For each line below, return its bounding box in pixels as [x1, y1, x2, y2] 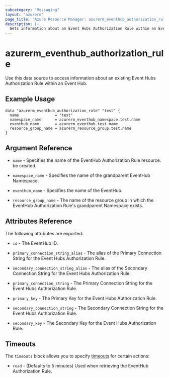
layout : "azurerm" [5, 12, 44, 17]
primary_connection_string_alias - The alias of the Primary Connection [12, 250, 162, 256]
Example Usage [5, 95, 55, 104]
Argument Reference [5, 144, 72, 152]
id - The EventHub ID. [12, 240, 58, 246]
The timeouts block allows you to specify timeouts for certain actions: [5, 353, 150, 359]
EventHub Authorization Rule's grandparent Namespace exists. [12, 202, 143, 209]
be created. [12, 162, 37, 168]
